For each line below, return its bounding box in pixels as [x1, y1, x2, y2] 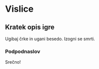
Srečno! [5, 59, 21, 65]
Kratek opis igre [5, 23, 55, 31]
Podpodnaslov [5, 48, 41, 55]
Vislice [5, 3, 34, 15]
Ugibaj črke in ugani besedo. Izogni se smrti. [5, 36, 95, 42]
